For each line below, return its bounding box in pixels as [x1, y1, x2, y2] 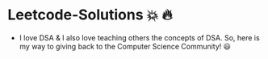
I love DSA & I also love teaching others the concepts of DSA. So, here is [19, 32, 260, 42]
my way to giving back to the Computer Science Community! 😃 [19, 41, 232, 51]
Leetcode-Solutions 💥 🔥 [7, 6, 173, 24]
